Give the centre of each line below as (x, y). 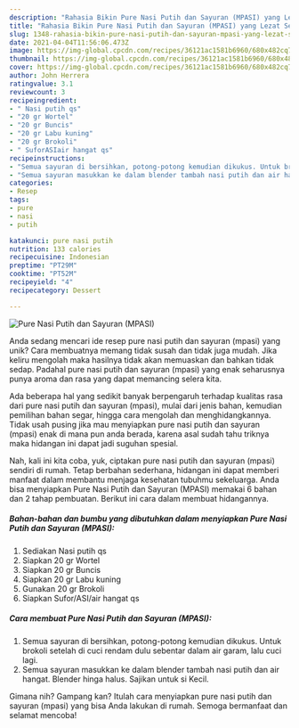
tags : (19, 200)
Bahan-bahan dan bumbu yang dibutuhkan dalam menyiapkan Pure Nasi (148, 519)
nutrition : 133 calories (55, 249)
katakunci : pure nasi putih (61, 241)
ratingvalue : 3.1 (41, 84)
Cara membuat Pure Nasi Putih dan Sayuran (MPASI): (110, 618)
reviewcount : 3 (37, 92)
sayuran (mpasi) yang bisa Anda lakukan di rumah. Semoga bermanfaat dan (148, 706)
